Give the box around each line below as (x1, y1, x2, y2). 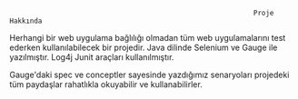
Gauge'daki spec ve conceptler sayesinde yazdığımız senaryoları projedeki (9, 69, 290, 80)
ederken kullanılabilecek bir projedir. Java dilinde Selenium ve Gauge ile (9, 42, 278, 53)
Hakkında (9, 16, 43, 25)
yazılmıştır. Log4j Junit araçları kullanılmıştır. (9, 52, 174, 63)
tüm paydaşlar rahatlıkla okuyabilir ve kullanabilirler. (9, 79, 203, 90)
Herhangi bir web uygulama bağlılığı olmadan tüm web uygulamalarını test (9, 33, 286, 43)
